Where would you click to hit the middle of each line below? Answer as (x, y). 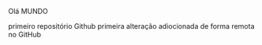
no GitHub (25, 35)
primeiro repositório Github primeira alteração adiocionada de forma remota (131, 26)
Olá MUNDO (28, 11)
